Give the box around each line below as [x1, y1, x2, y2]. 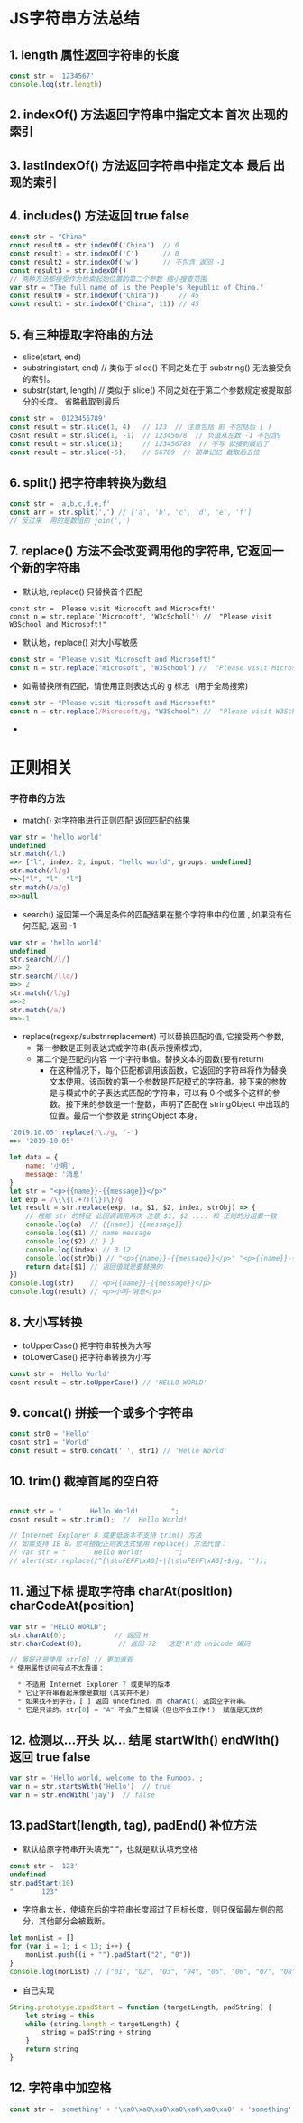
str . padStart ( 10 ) [9, 1878, 75, 1887]
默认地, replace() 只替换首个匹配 [22, 586, 142, 597]
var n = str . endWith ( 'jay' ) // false [9, 1791, 155, 1800]
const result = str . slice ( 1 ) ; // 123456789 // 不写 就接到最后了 [9, 439, 270, 448]
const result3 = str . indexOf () [9, 265, 127, 275]
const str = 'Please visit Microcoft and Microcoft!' [9, 604, 216, 613]
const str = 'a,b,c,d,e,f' [9, 499, 111, 508]
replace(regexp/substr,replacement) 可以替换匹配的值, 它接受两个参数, [22, 1031, 285, 1042]
